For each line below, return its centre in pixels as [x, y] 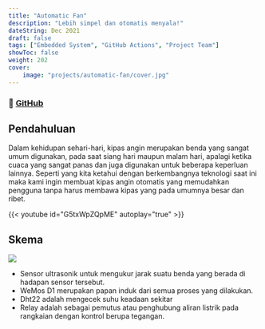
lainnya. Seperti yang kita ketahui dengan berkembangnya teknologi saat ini [132, 173]
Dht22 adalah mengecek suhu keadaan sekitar [96, 299]
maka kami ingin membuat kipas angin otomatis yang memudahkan [119, 182]
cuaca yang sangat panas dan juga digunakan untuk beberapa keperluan [129, 165]
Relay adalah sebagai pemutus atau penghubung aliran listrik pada [129, 307]
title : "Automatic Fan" [48, 16]
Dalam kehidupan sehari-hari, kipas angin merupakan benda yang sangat [129, 148]
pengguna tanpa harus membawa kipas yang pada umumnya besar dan [127, 190]
